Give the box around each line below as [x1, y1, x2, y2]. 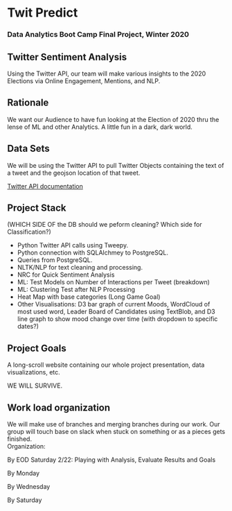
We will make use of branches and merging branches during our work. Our [7, 419, 220, 428]
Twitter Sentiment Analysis [7, 51, 127, 63]
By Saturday [7, 496, 42, 504]
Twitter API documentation [7, 182, 83, 190]
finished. [7, 435, 33, 443]
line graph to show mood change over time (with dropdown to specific [17, 315, 218, 323]
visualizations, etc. [7, 368, 60, 376]
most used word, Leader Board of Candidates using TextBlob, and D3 [17, 307, 216, 316]
